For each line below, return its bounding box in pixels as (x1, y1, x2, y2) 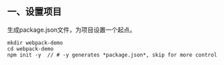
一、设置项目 (7, 6, 62, 18)
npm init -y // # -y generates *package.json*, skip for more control (7, 51, 217, 58)
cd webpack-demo (7, 45, 54, 53)
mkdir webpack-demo (7, 39, 63, 46)
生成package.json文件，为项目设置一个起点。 (7, 26, 136, 34)
